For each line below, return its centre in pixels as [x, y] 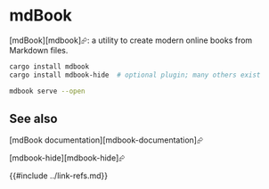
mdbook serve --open [48, 91]
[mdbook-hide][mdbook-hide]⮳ [67, 158]
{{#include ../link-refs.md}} [59, 176]
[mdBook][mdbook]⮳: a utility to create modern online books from [131, 40]
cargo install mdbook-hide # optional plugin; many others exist [135, 75]
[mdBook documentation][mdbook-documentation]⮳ [106, 140]
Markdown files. [39, 50]
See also [33, 118]
